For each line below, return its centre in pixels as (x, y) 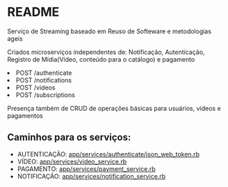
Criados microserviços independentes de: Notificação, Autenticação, (106, 52)
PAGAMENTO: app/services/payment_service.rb (86, 169)
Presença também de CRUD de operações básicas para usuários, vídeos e (114, 108)
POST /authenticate (44, 73)
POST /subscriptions (46, 95)
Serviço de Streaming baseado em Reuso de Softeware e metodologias (109, 31)
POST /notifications (44, 80)
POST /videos (36, 87)
